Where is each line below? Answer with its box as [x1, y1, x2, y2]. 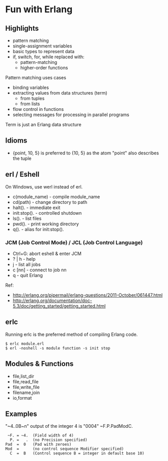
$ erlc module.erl [5, 341, 44, 346]
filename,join [12, 389, 40, 396]
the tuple [12, 155, 32, 162]
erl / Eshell [5, 170, 40, 179]
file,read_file [12, 378, 39, 384]
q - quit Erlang [12, 272, 43, 278]
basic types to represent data [12, 49, 75, 54]
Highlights [5, 24, 39, 33]
